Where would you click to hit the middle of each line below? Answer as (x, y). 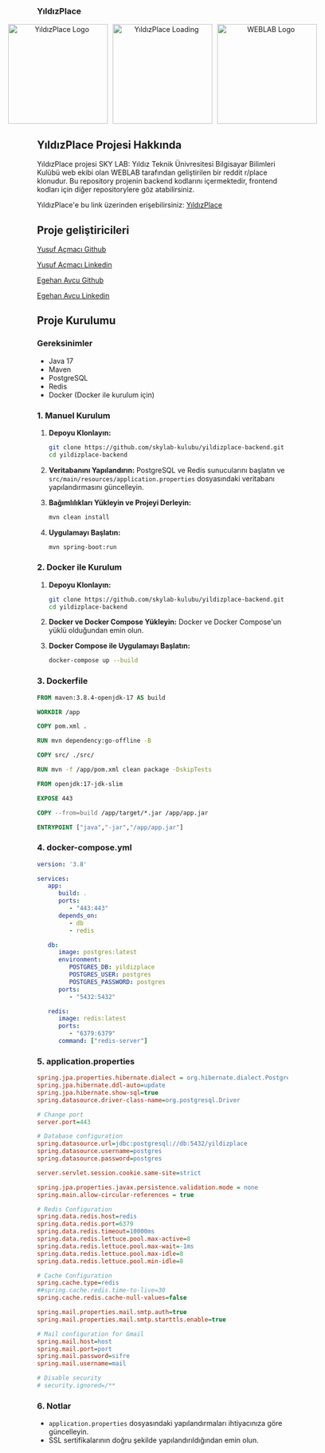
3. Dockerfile (63, 681)
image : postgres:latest (98, 952)
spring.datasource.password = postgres (100, 1159)
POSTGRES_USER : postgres (110, 975)
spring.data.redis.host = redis (87, 1217)
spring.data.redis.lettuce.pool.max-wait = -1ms (116, 1246)
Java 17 (61, 361)
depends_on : (78, 915)
